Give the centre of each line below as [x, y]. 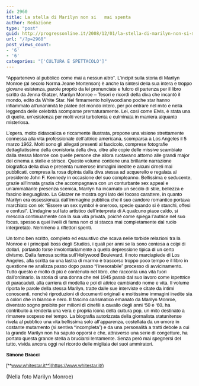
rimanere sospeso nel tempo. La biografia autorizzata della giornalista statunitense [94, 316]
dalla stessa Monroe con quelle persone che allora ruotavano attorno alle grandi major [98, 155]
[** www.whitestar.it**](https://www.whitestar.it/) [55, 365]
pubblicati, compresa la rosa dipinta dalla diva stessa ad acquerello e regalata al [92, 172]
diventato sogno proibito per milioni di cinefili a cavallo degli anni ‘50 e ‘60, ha [88, 305]
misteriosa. [18, 122]
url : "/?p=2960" [26, 39]
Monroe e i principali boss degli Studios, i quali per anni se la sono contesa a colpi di [96, 244]
